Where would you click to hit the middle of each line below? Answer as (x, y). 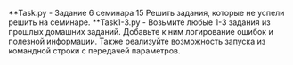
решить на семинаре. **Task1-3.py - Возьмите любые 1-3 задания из (139, 22)
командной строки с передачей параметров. (94, 51)
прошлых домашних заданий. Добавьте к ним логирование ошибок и (141, 32)
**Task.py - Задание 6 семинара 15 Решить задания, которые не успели (146, 13)
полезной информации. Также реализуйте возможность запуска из (137, 41)
